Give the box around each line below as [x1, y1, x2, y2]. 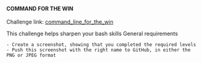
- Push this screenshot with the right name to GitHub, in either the [6, 47, 191, 53]
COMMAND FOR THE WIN [6, 5, 74, 12]
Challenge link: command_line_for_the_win [6, 18, 114, 25]
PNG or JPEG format [6, 52, 56, 59]
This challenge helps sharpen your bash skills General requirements [6, 30, 178, 38]
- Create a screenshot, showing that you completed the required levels [6, 42, 196, 48]
